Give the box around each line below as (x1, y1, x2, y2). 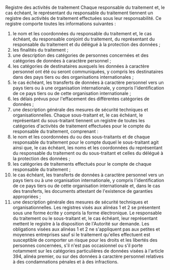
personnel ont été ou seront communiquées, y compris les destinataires (12, 69, 164, 75)
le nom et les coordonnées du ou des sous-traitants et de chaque (12, 134, 150, 140)
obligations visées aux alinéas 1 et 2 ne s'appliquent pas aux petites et (12, 226, 160, 232)
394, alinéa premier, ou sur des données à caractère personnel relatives (12, 253, 164, 259)
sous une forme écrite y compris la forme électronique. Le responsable (12, 210, 162, 216)
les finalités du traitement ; (12, 47, 69, 53)
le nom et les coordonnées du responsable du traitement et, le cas (12, 31, 152, 36)
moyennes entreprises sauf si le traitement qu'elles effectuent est (12, 232, 151, 237)
